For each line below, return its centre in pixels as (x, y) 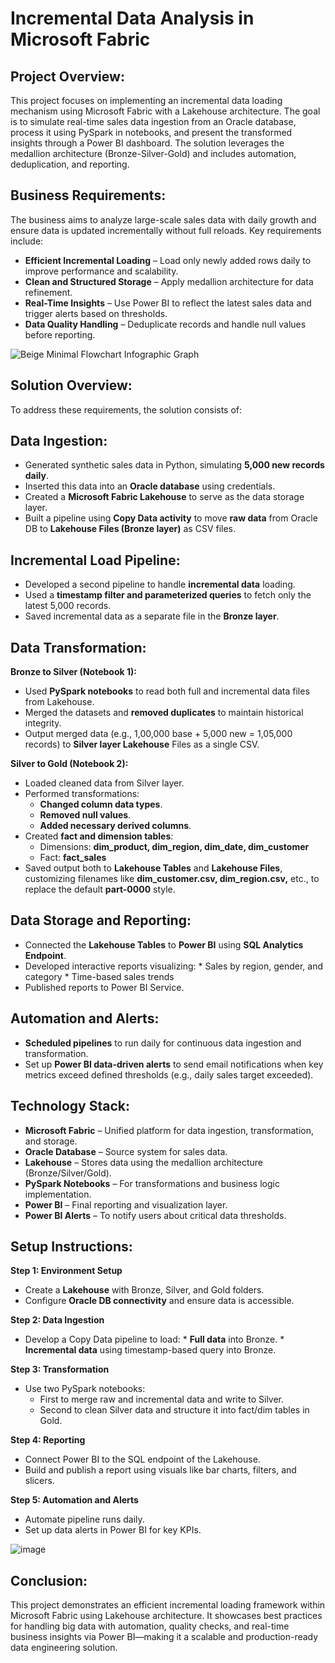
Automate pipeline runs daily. (84, 1519)
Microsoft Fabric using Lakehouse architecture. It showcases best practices (166, 1616)
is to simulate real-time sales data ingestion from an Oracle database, (153, 121)
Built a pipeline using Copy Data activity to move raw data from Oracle (171, 518)
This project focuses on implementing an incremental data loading (146, 100)
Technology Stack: (70, 1106)
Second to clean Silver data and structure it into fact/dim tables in (174, 1410)
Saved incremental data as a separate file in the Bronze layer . (152, 616)
